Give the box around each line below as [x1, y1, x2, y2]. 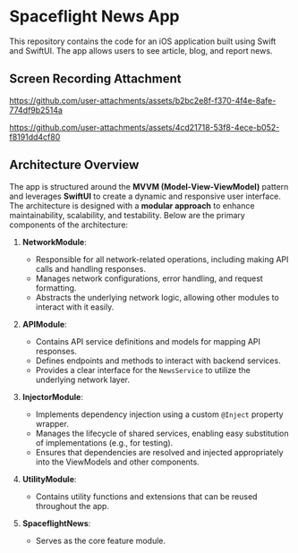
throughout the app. [35, 500, 110, 511]
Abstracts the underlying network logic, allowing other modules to [35, 292, 279, 302]
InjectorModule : [21, 391, 83, 402]
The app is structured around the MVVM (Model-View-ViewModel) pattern [9, 181, 289, 191]
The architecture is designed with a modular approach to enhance [9, 200, 255, 211]
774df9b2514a [9, 105, 63, 115]
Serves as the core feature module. [35, 535, 166, 546]
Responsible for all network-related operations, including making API [35, 253, 289, 265]
